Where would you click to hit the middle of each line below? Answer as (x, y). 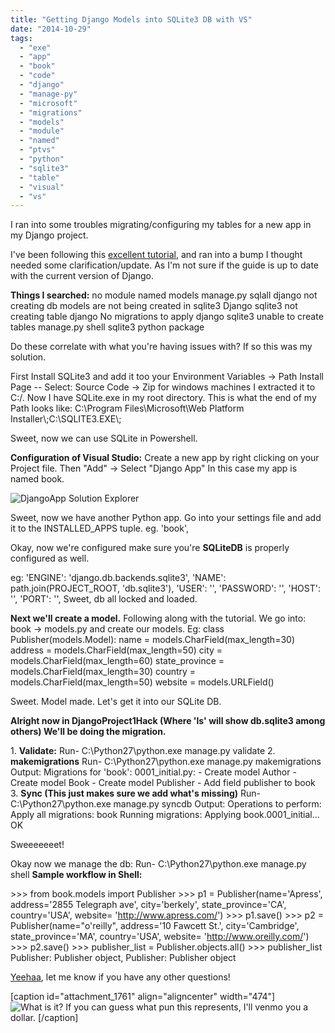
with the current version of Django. (82, 276)
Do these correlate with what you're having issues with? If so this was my (161, 347)
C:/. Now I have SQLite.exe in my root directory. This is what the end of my (163, 398)
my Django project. (49, 235)
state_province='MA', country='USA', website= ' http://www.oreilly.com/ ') (160, 937)
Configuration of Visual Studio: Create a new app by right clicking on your (165, 458)
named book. (37, 479)
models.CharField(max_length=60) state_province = (117, 661)
